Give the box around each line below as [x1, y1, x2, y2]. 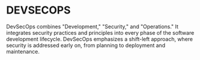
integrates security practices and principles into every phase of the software [6, 29, 195, 36]
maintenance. [6, 48, 40, 55]
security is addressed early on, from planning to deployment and [6, 42, 165, 49]
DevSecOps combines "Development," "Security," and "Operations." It [6, 23, 179, 30]
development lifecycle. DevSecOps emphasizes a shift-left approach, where [6, 35, 193, 42]
